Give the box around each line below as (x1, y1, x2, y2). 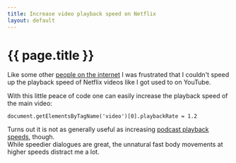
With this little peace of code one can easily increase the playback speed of (7, 92, 228, 100)
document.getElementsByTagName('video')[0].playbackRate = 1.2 (7, 113, 198, 120)
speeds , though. (7, 133, 55, 141)
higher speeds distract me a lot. (7, 147, 100, 156)
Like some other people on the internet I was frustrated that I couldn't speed (7, 71, 230, 79)
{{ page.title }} (7, 47, 95, 64)
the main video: (7, 99, 53, 108)
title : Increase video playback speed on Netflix (7, 10, 157, 18)
